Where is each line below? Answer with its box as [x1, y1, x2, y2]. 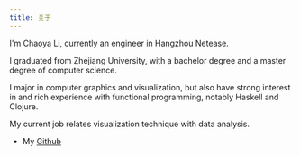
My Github [22, 135, 61, 146]
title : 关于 [9, 13, 51, 22]
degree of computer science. [9, 65, 117, 75]
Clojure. [9, 100, 39, 112]
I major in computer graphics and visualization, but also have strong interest [9, 82, 291, 92]
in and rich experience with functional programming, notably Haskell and [9, 91, 279, 102]
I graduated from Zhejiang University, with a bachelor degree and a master [9, 55, 286, 65]
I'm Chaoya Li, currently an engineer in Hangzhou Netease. [9, 38, 230, 48]
